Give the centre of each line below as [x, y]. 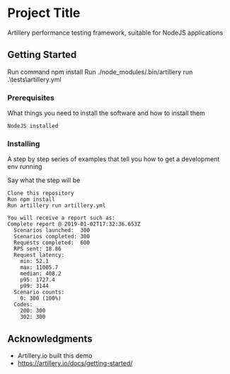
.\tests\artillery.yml [34, 79]
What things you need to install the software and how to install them [106, 113]
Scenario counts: [39, 292]
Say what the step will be [44, 180]
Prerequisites [31, 98]
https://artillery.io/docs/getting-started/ [75, 363]
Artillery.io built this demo [55, 356]
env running [25, 167]
